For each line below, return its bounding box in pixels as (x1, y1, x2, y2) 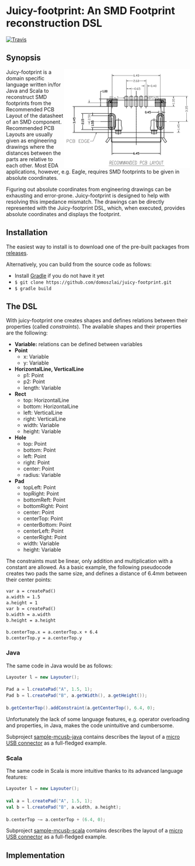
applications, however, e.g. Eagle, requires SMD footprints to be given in (6, 168, 180, 175)
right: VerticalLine (23, 415, 66, 422)
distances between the (6, 149, 61, 156)
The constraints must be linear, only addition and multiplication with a (6, 558, 173, 565)
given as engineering (6, 137, 57, 144)
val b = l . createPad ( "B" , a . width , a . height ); (6, 804, 121, 810)
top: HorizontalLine (23, 397, 69, 404)
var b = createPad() (6, 606, 57, 612)
